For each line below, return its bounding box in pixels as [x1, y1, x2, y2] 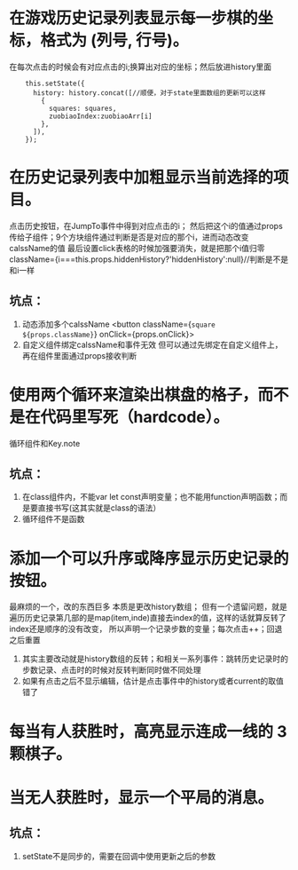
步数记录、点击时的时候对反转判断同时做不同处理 [21, 665, 201, 676]
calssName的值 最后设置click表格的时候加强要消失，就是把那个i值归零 [9, 242, 265, 253]
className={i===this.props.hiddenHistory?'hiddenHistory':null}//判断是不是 [9, 254, 289, 265]
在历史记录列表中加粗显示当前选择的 [9, 168, 274, 187]
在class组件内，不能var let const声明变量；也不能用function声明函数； [21, 492, 280, 502]
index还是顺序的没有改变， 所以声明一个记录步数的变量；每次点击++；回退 [9, 623, 283, 635]
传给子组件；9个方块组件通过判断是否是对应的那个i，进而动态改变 [9, 232, 250, 242]
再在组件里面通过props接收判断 [21, 350, 137, 360]
